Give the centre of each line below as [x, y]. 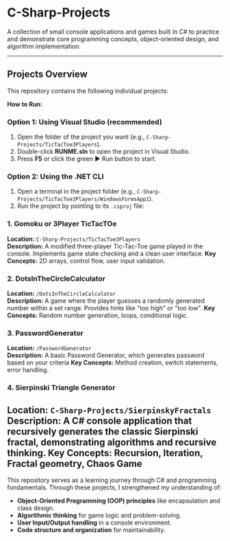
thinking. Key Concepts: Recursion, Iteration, [105, 453]
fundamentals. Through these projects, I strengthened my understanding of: [114, 487]
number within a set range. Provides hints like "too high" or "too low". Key [111, 308]
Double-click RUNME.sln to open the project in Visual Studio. [103, 152]
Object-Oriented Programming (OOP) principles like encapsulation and [118, 500]
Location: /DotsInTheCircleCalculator [62, 293]
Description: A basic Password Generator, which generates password [106, 356]
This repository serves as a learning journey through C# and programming [112, 480]
